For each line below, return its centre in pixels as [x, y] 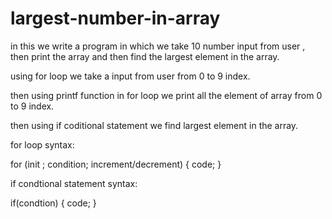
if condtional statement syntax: [74, 183]
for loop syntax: [42, 144]
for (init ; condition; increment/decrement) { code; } [116, 164]
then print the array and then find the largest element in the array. [145, 56]
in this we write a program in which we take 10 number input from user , [158, 46]
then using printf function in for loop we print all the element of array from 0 [166, 95]
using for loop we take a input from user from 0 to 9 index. [130, 76]
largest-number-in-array [115, 18]
